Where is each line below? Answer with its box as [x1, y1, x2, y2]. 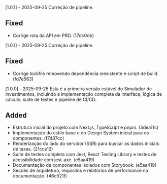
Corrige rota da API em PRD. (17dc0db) [12, 32, 94, 39]
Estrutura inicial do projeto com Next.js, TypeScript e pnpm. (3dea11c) [12, 124, 159, 131]
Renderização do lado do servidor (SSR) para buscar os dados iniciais [12, 140, 159, 146]
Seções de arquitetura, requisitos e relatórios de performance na [12, 167, 148, 174]
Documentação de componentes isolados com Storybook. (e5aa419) [12, 162, 157, 168]
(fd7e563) [12, 76, 34, 82]
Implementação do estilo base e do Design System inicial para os [12, 130, 149, 136]
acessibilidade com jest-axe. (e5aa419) [12, 157, 95, 163]
